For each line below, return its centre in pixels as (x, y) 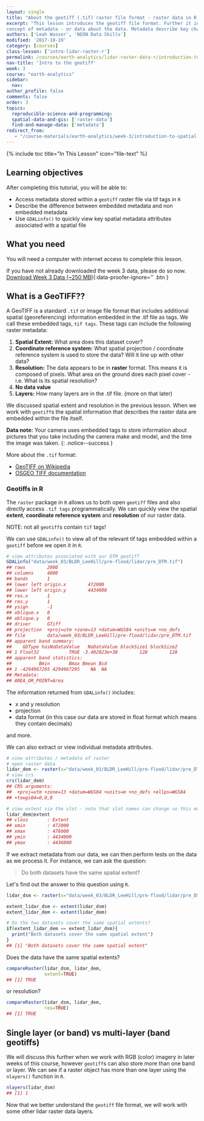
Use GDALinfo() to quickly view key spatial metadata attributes (93, 218)
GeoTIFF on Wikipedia (43, 467)
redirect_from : (25, 131)
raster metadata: (27, 330)
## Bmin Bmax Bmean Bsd (57, 664)
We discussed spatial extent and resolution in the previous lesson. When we (101, 406)
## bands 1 (28, 579)
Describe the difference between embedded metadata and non (94, 206)
